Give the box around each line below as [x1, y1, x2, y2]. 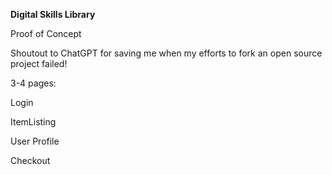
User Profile [10, 135, 60, 147]
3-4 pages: [10, 77, 57, 89]
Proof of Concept [10, 28, 82, 39]
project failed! [10, 58, 68, 69]
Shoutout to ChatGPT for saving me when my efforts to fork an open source [10, 47, 323, 59]
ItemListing [10, 116, 57, 128]
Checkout [10, 155, 51, 166]
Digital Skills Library [10, 9, 96, 20]
